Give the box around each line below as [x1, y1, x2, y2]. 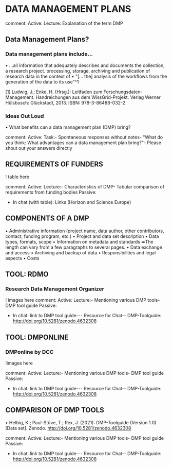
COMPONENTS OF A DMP [5, 214, 89, 223]
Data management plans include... [5, 50, 93, 58]
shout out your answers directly [5, 145, 73, 151]
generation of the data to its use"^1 [5, 78, 79, 85]
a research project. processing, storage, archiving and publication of [5, 67, 150, 74]
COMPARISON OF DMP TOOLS [5, 406, 104, 414]
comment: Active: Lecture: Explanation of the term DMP [5, 20, 123, 26]
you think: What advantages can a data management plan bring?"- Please [5, 140, 162, 146]
